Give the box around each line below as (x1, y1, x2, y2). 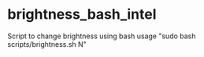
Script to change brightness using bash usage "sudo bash (7, 31, 196, 41)
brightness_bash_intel (7, 5, 157, 23)
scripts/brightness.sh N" (7, 39, 87, 48)
